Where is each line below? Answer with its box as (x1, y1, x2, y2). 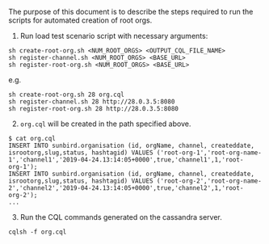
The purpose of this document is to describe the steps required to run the (8, 7, 254, 16)
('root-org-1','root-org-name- (156, 149, 263, 157)
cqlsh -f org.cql (8, 228, 67, 236)
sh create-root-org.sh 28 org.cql (8, 90, 125, 99)
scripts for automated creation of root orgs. (8, 15, 153, 25)
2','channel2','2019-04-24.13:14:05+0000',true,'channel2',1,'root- (8, 184, 244, 192)
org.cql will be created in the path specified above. (19, 119, 191, 128)
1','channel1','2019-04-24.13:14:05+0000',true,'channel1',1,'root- (8, 156, 244, 164)
